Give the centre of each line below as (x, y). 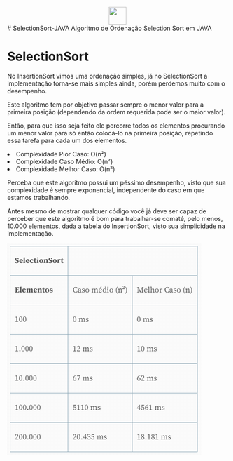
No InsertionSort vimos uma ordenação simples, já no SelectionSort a (107, 76)
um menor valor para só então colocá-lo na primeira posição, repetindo (110, 133)
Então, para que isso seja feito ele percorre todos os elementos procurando (116, 126)
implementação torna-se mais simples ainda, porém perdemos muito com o (116, 83)
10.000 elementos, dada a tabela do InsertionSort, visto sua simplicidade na (116, 226)
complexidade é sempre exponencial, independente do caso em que (106, 190)
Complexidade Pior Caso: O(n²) (61, 154)
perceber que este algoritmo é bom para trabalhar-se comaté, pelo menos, (115, 218)
